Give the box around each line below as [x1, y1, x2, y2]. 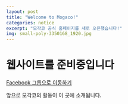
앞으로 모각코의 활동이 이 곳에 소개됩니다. [6, 92, 102, 99]
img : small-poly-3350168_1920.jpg [6, 31, 92, 37]
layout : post [6, 8, 39, 15]
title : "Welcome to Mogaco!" [6, 14, 79, 20]
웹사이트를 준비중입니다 [6, 58, 114, 72]
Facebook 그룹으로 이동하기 [6, 79, 72, 86]
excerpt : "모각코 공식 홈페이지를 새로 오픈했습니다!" [6, 25, 123, 31]
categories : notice [6, 20, 55, 26]
